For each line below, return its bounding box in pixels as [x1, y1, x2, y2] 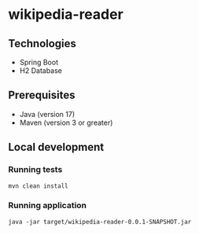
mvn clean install [8, 182, 68, 190]
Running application [8, 200, 87, 211]
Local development [8, 141, 105, 154]
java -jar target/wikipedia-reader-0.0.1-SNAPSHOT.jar [8, 218, 192, 225]
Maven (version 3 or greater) [19, 118, 113, 127]
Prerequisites [8, 89, 76, 102]
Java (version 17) [19, 109, 76, 119]
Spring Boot [19, 57, 59, 67]
